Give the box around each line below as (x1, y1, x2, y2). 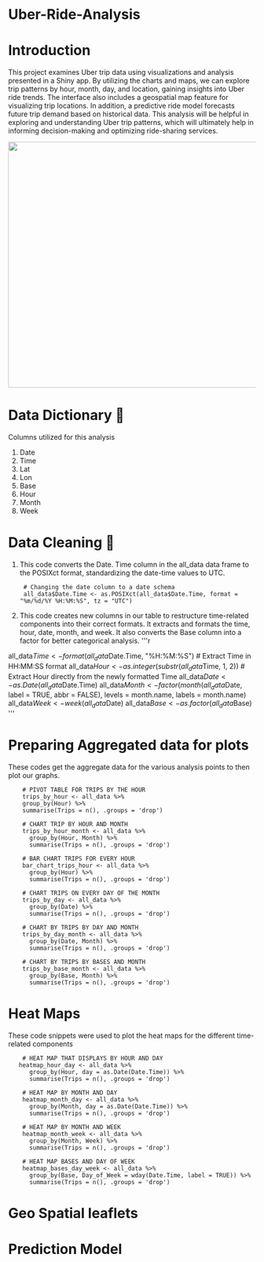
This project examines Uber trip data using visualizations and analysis (8, 68, 234, 77)
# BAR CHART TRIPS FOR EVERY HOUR (22, 855, 135, 863)
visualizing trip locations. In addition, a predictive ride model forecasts (8, 101, 236, 111)
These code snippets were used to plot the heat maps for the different (8, 1031, 236, 1040)
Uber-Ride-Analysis (8, 6, 141, 24)
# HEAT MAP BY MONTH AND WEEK (22, 1124, 122, 1131)
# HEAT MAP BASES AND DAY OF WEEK (22, 1158, 135, 1166)
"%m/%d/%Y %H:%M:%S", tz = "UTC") (19, 597, 133, 605)
